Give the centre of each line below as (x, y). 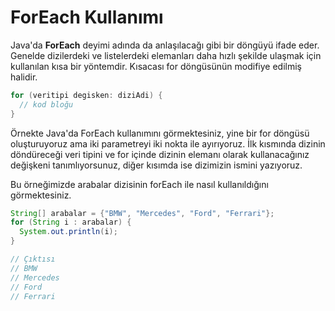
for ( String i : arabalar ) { (71, 222)
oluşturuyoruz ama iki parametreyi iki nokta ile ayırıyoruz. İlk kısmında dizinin (168, 143)
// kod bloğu (46, 104)
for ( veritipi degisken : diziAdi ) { (86, 95)
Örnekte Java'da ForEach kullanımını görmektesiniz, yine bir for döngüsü (160, 133)
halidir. (24, 77)
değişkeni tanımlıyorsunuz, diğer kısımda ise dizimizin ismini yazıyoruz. (156, 165)
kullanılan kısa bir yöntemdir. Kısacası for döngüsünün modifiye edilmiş (156, 66)
